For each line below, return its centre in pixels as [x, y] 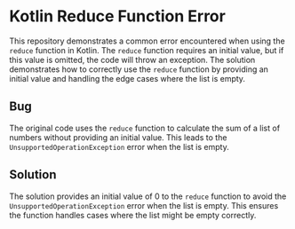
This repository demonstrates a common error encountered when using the [147, 41]
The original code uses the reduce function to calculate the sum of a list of [145, 128]
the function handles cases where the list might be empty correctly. [133, 215]
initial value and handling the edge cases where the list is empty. [128, 78]
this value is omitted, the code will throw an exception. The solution [132, 59]
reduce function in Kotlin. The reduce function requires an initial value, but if [147, 50]
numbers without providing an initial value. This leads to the [118, 137]
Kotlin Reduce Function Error [118, 16]
